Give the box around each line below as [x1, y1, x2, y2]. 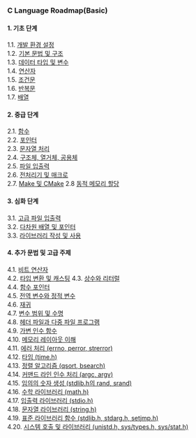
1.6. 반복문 [7, 85, 36, 93]
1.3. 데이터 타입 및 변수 [7, 58, 69, 66]
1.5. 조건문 [7, 75, 36, 84]
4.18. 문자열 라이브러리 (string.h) [7, 404, 97, 414]
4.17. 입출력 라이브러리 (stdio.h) [7, 396, 93, 404]
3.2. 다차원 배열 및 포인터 [7, 222, 76, 231]
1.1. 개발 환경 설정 [7, 41, 54, 49]
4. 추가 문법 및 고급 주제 [7, 249, 71, 257]
